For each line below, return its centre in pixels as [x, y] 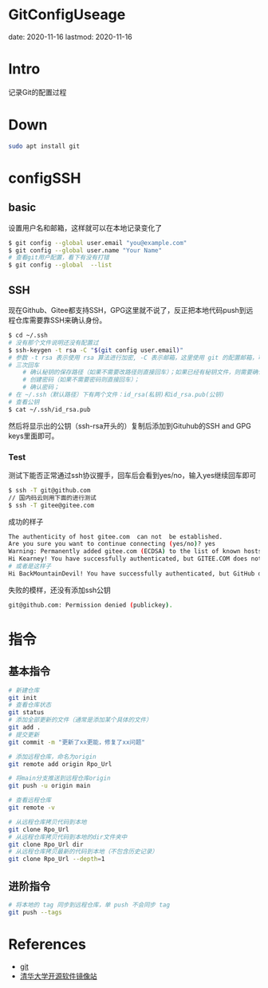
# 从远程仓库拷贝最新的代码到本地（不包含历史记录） [83, 852]
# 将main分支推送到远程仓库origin [59, 779]
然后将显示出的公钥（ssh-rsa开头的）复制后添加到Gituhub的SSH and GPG [130, 425]
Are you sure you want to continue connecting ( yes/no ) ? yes [112, 544]
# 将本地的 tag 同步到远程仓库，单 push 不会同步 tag [89, 905]
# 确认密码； [41, 387]
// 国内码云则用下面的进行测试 [53, 498]
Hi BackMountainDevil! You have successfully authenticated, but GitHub [132, 573]
